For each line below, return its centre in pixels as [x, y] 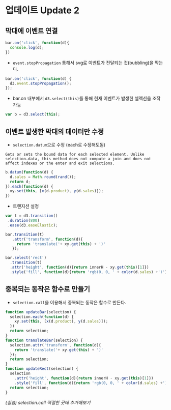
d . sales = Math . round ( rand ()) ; [43, 177]
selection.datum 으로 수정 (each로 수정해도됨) [59, 144]
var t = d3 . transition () [32, 216]
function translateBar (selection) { [44, 340]
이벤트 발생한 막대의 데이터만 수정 [55, 131]
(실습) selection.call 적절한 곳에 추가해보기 [48, 403]
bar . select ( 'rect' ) [26, 258]
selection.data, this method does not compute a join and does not [78, 159]
